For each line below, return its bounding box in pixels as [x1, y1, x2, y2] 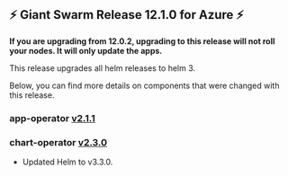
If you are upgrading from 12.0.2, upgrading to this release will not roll [9, 35, 275, 47]
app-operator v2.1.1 [9, 111, 96, 124]
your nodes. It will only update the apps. [9, 45, 163, 56]
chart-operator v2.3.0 [9, 136, 108, 148]
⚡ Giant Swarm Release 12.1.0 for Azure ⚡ [9, 7, 245, 22]
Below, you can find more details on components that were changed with [9, 80, 280, 91]
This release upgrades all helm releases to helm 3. [9, 62, 196, 74]
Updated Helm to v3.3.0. [22, 156, 113, 168]
